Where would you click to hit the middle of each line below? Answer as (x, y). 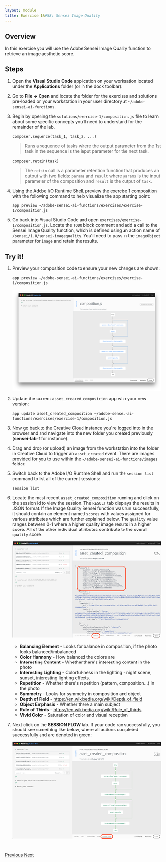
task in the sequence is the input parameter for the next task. (87, 151)
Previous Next (20, 855)
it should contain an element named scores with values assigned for (81, 513)
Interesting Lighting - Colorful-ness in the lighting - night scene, (85, 672)
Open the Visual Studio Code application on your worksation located (83, 81)
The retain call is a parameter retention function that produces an (92, 171)
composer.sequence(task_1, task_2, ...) (54, 137)
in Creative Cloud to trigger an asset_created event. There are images (83, 453)
